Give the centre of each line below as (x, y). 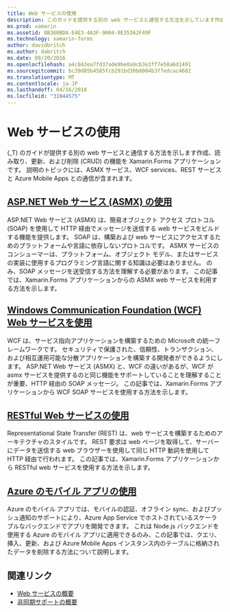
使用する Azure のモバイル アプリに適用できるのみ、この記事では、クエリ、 (114, 535)
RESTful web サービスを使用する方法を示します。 (84, 467)
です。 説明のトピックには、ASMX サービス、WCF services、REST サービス (114, 169)
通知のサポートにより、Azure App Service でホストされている (106, 517)
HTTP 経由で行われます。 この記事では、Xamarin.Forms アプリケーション (110, 459)
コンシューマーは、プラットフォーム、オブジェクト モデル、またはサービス (113, 254)
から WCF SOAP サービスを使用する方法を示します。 (117, 392)
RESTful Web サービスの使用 (68, 415)
